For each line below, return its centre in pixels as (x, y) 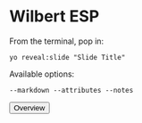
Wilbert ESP (54, 16)
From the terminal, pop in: (57, 41)
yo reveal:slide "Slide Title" (67, 57)
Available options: (42, 74)
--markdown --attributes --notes (71, 90)
